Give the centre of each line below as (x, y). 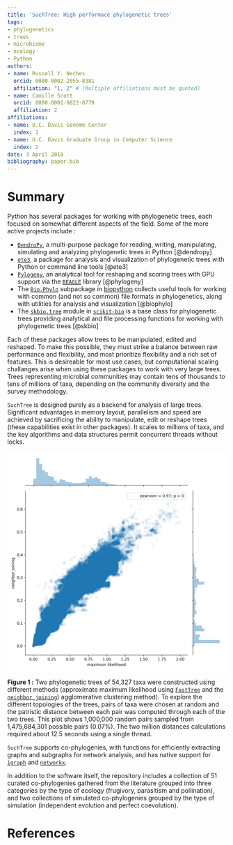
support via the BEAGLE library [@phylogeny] (80, 281)
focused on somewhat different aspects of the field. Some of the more (108, 224)
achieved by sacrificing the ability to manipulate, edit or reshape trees (107, 420)
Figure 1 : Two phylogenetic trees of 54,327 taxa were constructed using (111, 682)
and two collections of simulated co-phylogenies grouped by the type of (111, 798)
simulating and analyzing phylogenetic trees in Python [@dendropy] (114, 252)
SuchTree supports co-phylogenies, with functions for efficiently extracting (114, 747)
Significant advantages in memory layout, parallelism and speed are (104, 412)
